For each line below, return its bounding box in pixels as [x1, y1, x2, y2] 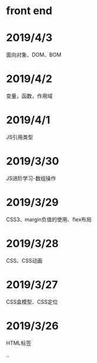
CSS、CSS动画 [6, 257, 43, 264]
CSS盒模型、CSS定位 [6, 298, 58, 305]
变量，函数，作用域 [6, 92, 53, 99]
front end [6, 4, 53, 18]
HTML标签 [6, 339, 32, 347]
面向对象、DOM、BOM [6, 51, 62, 58]
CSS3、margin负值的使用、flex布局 [6, 216, 92, 223]
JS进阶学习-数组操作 [6, 175, 56, 182]
